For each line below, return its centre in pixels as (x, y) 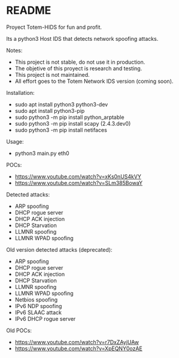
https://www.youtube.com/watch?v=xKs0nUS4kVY (78, 176)
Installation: (20, 93)
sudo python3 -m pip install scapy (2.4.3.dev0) (73, 123)
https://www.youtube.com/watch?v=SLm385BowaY (78, 183)
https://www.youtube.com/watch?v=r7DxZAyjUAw (77, 342)
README (29, 11)
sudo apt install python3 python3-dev (61, 104)
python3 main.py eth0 (42, 153)
